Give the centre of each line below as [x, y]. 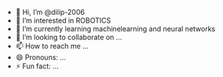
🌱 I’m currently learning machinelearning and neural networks [115, 29]
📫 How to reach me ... [52, 46]
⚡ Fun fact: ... [37, 66]
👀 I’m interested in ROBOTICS [63, 20]
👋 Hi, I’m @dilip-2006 [50, 12]
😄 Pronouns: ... [41, 57]
